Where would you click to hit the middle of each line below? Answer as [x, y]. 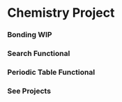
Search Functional [39, 54]
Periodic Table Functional [51, 72]
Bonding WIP [30, 35]
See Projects [29, 91]
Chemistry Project [61, 13]
